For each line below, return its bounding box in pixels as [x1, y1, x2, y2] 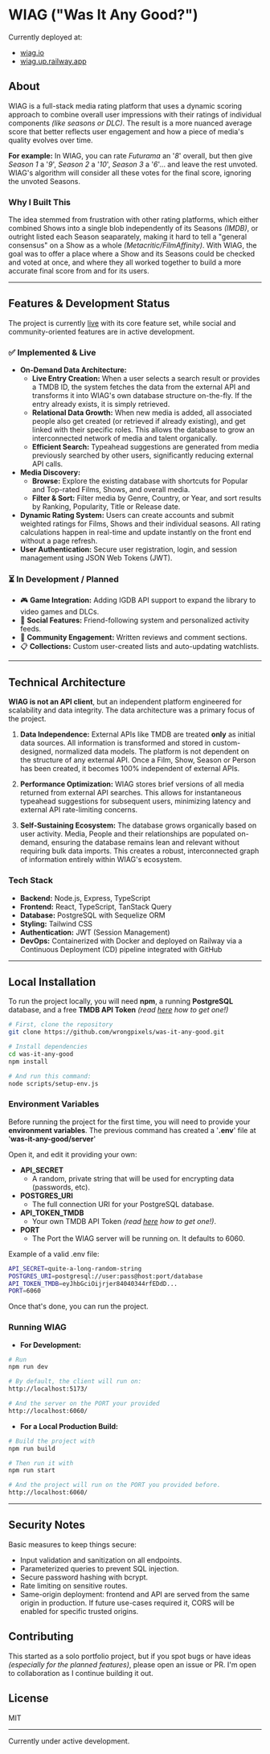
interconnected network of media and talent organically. [31, 433, 218, 443]
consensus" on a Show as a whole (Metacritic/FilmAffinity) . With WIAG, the [8, 240, 257, 250]
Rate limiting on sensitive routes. [19, 1580, 128, 1590]
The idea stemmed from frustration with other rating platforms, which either [8, 215, 259, 224]
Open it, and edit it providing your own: [8, 1149, 137, 1159]
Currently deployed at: [8, 32, 83, 42]
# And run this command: [8, 1072, 92, 1080]
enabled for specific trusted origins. [19, 1606, 139, 1616]
